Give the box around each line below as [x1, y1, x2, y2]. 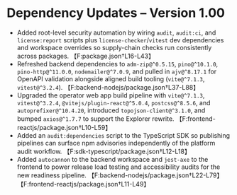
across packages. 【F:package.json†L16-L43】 [16, 52, 155, 60]
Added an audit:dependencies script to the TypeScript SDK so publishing [16, 131, 231, 139]
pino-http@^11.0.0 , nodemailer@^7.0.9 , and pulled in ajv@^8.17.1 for [16, 67, 217, 76]
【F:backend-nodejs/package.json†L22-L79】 [87, 171, 224, 179]
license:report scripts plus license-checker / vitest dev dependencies [16, 35, 224, 44]
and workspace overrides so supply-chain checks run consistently [16, 43, 212, 52]
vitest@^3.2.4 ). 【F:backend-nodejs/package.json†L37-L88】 [16, 83, 200, 91]
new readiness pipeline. [16, 171, 87, 179]
